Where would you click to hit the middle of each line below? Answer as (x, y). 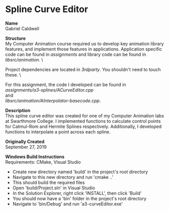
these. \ (13, 75)
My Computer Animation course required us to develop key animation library (84, 43)
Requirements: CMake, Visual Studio (43, 162)
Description (18, 110)
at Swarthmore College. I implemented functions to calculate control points (83, 121)
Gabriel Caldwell (22, 28)
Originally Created (25, 142)
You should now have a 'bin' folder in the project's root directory (79, 198)
